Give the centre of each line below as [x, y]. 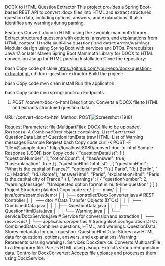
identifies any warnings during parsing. [45, 23]
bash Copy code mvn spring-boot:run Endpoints [55, 93]
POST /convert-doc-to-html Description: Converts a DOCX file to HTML [85, 102]
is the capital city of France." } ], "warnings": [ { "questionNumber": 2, [76, 179]
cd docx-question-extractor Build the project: [77, 73]
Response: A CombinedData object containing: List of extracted [70, 132]
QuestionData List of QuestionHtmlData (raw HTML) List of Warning [74, 137]
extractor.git [18, 73]
